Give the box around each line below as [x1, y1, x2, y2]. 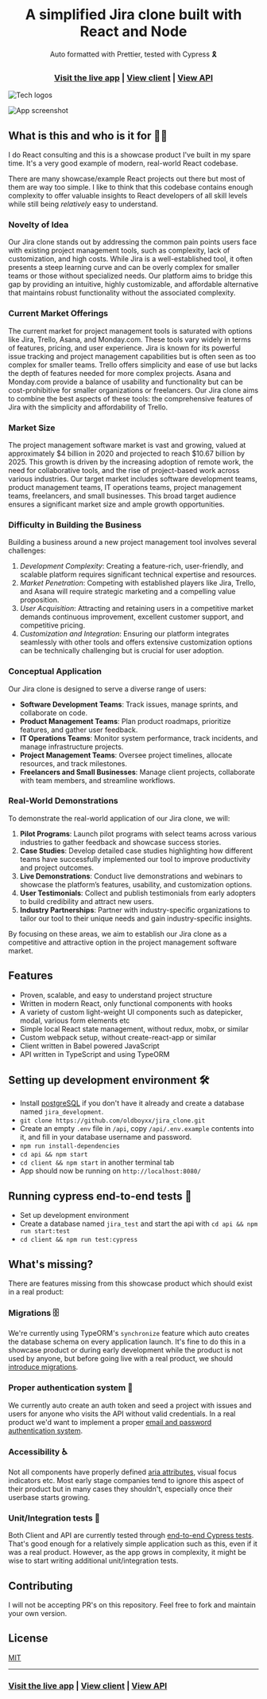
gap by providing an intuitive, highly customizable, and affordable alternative [8, 280, 259, 289]
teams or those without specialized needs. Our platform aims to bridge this [8, 271, 253, 280]
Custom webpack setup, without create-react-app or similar [19, 1032, 217, 1042]
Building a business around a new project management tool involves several [8, 538, 257, 547]
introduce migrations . [8, 1362, 79, 1372]
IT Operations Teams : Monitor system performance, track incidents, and [19, 733, 258, 742]
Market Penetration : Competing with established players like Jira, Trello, [19, 578, 256, 588]
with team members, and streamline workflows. [19, 775, 176, 785]
